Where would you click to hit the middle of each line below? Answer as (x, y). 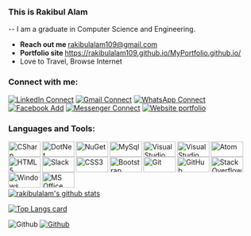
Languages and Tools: (52, 128)
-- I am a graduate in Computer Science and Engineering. (102, 29)
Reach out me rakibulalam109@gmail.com (89, 44)
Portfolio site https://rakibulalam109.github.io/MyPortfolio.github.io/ (130, 53)
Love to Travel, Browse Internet (71, 61)
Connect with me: (43, 82)
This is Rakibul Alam (48, 12)
